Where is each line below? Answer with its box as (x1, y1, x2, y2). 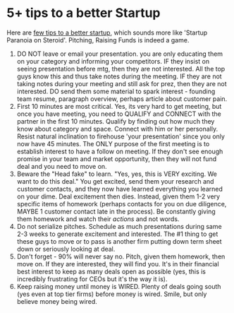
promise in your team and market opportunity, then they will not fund (16, 154, 216, 163)
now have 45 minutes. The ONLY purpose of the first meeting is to (16, 139, 210, 148)
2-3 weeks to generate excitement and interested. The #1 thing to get (16, 230, 218, 238)
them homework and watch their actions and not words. (16, 214, 180, 223)
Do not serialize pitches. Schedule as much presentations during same (16, 222, 223, 230)
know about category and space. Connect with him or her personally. (16, 124, 218, 133)
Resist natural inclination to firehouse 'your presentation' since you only (16, 132, 225, 141)
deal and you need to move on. (16, 162, 107, 170)
